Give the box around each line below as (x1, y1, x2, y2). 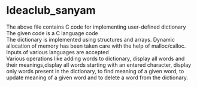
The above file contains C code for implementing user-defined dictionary (6, 23, 186, 30)
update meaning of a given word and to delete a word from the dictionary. (6, 74, 189, 81)
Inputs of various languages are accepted (6, 48, 109, 55)
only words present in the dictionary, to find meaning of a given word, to (6, 67, 184, 74)
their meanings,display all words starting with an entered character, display (6, 61, 192, 69)
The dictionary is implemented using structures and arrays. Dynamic (6, 36, 175, 43)
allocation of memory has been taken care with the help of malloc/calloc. (6, 42, 186, 49)
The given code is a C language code (6, 29, 99, 36)
